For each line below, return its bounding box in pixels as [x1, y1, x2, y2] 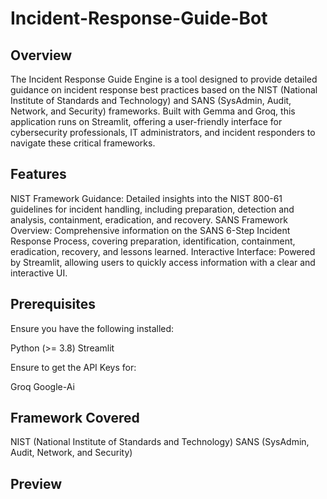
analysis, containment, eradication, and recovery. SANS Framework [10, 213, 288, 226]
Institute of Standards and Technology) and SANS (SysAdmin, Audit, [10, 95, 292, 106]
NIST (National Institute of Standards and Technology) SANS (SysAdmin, [10, 436, 310, 448]
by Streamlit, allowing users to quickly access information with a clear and [10, 256, 316, 268]
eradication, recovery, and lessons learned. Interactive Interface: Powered [10, 245, 316, 257]
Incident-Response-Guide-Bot [10, 7, 268, 30]
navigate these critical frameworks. [10, 137, 156, 149]
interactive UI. [10, 267, 68, 279]
